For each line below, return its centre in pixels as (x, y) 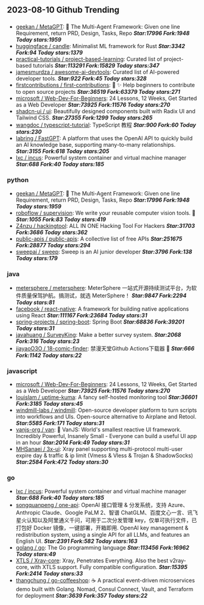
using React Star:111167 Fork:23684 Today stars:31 (82, 315)
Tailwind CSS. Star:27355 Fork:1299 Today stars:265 (84, 118)
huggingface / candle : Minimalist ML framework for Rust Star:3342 (100, 46)
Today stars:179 (37, 258)
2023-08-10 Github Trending (63, 10)
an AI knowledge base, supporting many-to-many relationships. (96, 145)
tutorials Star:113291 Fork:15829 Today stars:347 (97, 66)
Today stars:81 (35, 302)
